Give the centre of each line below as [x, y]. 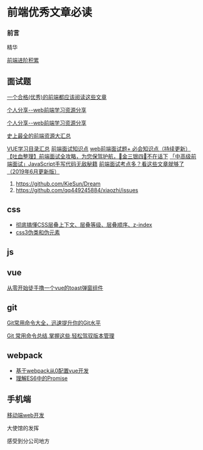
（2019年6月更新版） [33, 171]
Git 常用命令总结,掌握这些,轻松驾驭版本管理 [61, 336]
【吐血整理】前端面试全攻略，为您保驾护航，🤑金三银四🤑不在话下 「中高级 [99, 156]
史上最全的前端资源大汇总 [39, 136]
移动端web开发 [26, 415]
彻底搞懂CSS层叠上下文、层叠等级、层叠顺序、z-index [84, 225]
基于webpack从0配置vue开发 [52, 370]
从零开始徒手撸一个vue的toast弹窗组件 [55, 288]
